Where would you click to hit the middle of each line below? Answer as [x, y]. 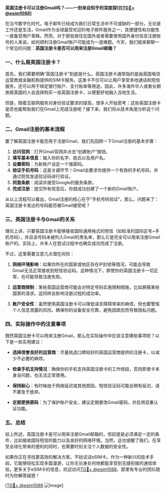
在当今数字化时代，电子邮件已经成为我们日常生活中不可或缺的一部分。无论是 [83, 23]
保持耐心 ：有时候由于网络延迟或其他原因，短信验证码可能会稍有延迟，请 [86, 386]
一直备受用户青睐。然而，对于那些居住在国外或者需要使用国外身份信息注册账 [83, 36]
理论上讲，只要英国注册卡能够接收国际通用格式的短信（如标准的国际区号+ [80, 231]
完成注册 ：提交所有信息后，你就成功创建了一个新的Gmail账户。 [77, 188]
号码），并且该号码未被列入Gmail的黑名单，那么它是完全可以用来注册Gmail [85, 237]
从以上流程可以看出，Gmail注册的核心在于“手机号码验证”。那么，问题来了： [82, 199]
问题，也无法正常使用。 [45, 375]
